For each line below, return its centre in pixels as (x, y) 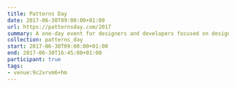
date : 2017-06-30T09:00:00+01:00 (56, 20)
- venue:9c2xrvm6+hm (38, 72)
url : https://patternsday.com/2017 (59, 27)
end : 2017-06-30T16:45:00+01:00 (54, 53)
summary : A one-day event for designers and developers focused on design (119, 33)
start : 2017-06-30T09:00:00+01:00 (58, 46)
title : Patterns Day (38, 14)
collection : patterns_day (45, 40)
